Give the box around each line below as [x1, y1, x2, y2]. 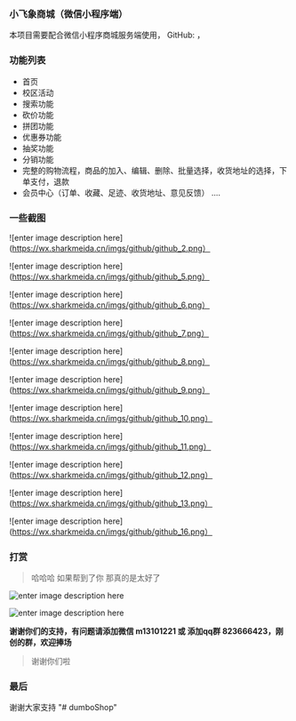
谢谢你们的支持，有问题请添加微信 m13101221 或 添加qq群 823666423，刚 [9, 626, 284, 637]
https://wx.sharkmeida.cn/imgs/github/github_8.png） [12, 356, 211, 366]
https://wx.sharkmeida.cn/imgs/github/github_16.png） [12, 526, 213, 537]
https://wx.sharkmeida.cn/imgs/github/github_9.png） [12, 384, 211, 395]
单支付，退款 [21, 176, 69, 187]
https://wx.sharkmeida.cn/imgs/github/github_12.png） [12, 469, 213, 480]
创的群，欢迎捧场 [9, 637, 72, 648]
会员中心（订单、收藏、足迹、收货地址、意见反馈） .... [21, 187, 220, 197]
